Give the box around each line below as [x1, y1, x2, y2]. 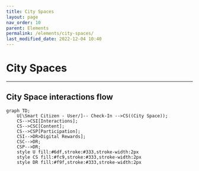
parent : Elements [6, 25, 49, 31]
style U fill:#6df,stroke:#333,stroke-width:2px [17, 149, 139, 155]
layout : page [6, 14, 38, 20]
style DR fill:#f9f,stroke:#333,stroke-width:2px [17, 159, 142, 165]
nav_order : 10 [6, 19, 41, 25]
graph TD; [6, 107, 31, 114]
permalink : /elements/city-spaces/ [6, 31, 94, 37]
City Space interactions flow [6, 92, 114, 102]
